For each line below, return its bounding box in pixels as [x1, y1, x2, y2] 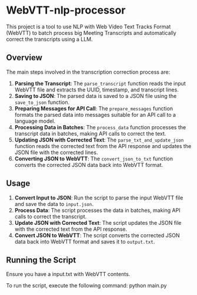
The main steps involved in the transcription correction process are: [6, 68, 171, 76]
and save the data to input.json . [14, 200, 94, 207]
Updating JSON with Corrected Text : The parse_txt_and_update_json [14, 136, 184, 143]
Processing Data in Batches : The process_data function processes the [14, 123, 186, 130]
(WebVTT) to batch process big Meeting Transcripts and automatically [6, 29, 176, 36]
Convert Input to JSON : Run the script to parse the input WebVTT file [14, 194, 183, 201]
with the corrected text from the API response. [14, 225, 128, 232]
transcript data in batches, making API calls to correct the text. [14, 130, 166, 137]
